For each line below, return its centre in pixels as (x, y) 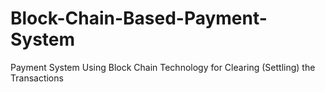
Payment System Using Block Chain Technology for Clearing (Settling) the (163, 67)
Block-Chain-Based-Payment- (139, 18)
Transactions (37, 78)
